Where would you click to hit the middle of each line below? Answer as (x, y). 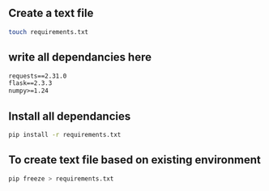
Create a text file (51, 13)
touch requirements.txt (49, 32)
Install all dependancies (70, 116)
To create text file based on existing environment (135, 160)
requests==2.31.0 (38, 76)
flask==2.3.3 (30, 83)
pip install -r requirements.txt (65, 134)
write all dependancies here (80, 57)
